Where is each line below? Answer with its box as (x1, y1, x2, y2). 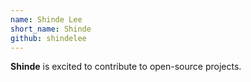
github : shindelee (10, 33, 87, 43)
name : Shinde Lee (10, 14, 83, 25)
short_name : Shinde (10, 24, 92, 34)
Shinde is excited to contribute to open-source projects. (10, 61, 242, 73)
